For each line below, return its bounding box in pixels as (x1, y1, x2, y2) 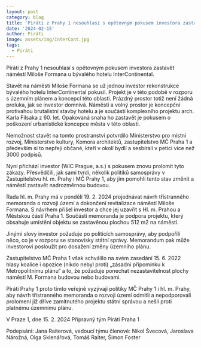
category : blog (6, 14, 44, 20)
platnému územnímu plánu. (6, 304, 74, 311)
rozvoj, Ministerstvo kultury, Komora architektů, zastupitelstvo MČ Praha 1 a (6, 138, 193, 145)
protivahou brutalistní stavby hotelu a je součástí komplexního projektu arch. (6, 107, 194, 114)
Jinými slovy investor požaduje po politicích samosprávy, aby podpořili (6, 230, 181, 237)
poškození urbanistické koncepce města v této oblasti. (6, 120, 141, 127)
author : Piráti (6, 31, 44, 37)
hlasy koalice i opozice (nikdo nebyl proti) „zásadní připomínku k (6, 261, 165, 268)
